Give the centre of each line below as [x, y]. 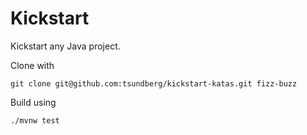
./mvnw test [35, 120]
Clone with [32, 65]
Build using [33, 102]
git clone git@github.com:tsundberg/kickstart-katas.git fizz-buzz [154, 83]
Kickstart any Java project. [65, 46]
